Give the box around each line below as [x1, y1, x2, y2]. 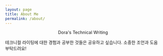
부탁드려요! [5, 46, 27, 52]
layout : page [5, 7, 32, 12]
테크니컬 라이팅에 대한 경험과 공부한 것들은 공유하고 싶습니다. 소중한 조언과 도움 [5, 39, 158, 45]
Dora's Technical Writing [58, 30, 108, 36]
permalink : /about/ [5, 16, 45, 21]
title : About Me [5, 12, 39, 17]
